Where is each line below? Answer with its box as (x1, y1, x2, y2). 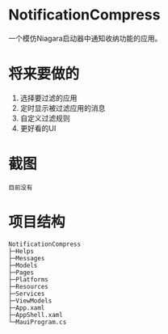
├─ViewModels (8, 297, 52, 305)
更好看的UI (19, 123, 57, 133)
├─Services (8, 290, 45, 298)
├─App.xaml (8, 303, 45, 312)
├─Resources (8, 282, 48, 290)
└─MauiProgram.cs (8, 318, 67, 326)
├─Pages (8, 268, 35, 277)
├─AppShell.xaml (8, 311, 63, 319)
